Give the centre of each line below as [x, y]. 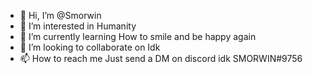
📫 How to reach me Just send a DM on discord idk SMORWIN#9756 [161, 58]
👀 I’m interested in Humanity [78, 26]
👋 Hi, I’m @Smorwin [60, 15]
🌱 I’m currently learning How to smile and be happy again [138, 36]
